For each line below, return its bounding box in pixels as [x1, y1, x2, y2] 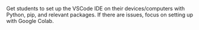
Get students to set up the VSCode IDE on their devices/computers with [6, 5, 185, 12]
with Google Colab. [6, 18, 54, 24]
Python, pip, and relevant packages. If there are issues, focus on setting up [6, 11, 194, 18]
